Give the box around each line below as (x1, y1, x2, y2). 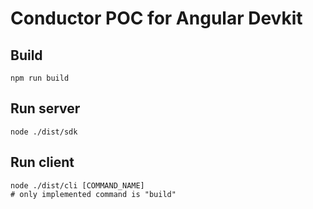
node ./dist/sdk (10, 127, 78, 137)
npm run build (10, 73, 70, 83)
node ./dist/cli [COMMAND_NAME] (10, 180, 145, 191)
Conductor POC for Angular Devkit (10, 7, 303, 30)
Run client (10, 154, 75, 171)
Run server (10, 100, 81, 117)
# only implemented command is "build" (10, 189, 177, 199)
